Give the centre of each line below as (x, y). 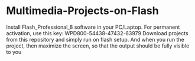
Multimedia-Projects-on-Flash (82, 11)
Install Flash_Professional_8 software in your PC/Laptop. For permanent (93, 27)
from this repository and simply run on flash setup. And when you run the (95, 39)
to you (14, 52)
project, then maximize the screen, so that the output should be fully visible (98, 46)
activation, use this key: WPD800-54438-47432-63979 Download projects (97, 33)
